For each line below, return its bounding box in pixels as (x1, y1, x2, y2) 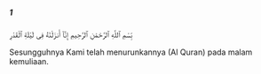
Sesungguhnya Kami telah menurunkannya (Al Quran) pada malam (9, 47, 253, 57)
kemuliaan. (9, 55, 49, 66)
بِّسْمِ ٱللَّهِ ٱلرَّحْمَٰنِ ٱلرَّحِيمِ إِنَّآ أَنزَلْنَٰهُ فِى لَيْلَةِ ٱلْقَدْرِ (9, 29, 133, 40)
